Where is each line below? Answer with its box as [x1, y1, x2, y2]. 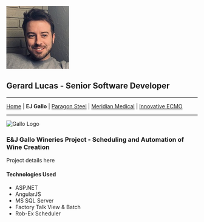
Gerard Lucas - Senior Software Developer [6, 81, 170, 91]
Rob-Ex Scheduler [15, 210, 61, 217]
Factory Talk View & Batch [15, 204, 81, 211]
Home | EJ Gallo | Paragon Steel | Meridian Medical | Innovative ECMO [6, 102, 183, 109]
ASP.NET [15, 184, 38, 192]
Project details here [6, 157, 55, 164]
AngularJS [15, 190, 41, 198]
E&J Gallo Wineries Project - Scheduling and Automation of [6, 135, 184, 144]
